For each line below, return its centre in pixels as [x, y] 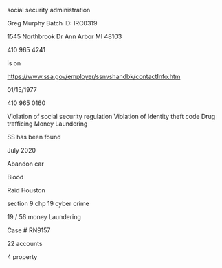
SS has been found [34, 137]
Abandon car [25, 164]
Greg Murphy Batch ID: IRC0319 [52, 23]
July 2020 [22, 150]
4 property [22, 257]
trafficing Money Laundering [47, 124]
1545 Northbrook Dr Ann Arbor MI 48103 [65, 36]
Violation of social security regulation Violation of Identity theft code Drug [111, 116]
